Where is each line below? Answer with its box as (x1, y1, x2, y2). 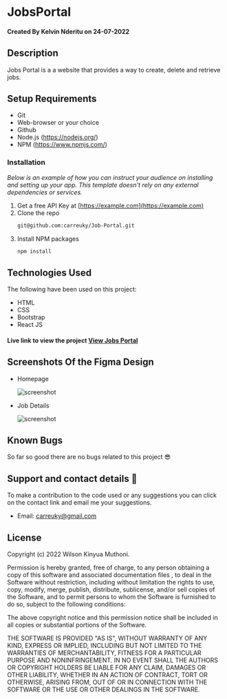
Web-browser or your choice (17, 119, 100, 127)
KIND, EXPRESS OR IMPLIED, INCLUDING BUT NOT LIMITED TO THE (7, 642, 202, 650)
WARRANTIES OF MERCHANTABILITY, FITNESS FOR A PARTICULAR (7, 649, 202, 657)
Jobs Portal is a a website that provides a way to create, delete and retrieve (7, 65, 221, 74)
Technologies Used (7, 267, 91, 278)
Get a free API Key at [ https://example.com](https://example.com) (17, 201, 204, 210)
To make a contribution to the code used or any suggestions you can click (7, 491, 217, 500)
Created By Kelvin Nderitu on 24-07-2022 (7, 27, 130, 35)
